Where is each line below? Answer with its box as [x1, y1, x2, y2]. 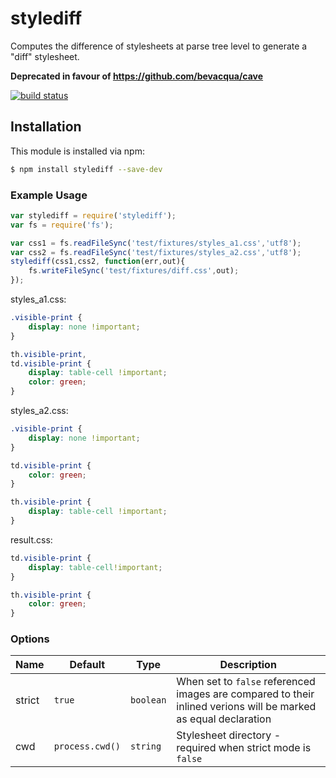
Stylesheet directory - [176, 728, 282, 742]
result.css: [10, 533, 53, 546]
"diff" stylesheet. [10, 50, 80, 62]
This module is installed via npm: [10, 145, 145, 157]
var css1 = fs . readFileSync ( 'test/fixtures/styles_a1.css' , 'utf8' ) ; [10, 238, 302, 248]
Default [69, 658, 106, 672]
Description [219, 658, 277, 672]
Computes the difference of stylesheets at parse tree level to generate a [10, 40, 308, 52]
